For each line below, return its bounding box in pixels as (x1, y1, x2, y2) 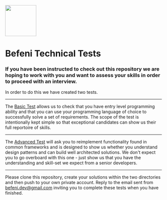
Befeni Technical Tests (5, 48, 101, 59)
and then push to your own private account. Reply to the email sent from (5, 180, 154, 186)
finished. (5, 190, 23, 196)
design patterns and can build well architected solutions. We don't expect (5, 149, 156, 155)
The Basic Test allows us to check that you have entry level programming (5, 104, 155, 110)
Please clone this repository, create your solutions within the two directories (5, 174, 161, 180)
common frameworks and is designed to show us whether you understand (5, 144, 158, 150)
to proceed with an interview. (5, 78, 77, 85)
